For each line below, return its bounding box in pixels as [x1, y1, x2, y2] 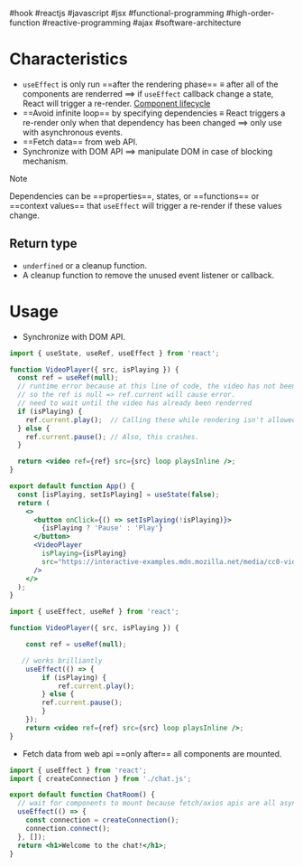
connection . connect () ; [25, 824, 111, 833]
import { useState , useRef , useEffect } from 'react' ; [9, 348, 220, 358]
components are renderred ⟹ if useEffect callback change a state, [22, 88, 274, 99]
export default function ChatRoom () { [9, 790, 155, 799]
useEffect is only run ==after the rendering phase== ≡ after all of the [22, 79, 279, 90]
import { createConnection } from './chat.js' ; [9, 774, 192, 783]
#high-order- [225, 8, 275, 18]
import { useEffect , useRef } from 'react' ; [9, 608, 179, 617]
